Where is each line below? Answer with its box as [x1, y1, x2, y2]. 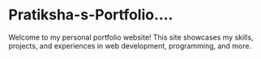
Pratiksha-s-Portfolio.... [8, 6, 173, 24]
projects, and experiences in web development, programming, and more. [8, 40, 252, 50]
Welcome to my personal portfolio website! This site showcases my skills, [8, 32, 254, 42]
